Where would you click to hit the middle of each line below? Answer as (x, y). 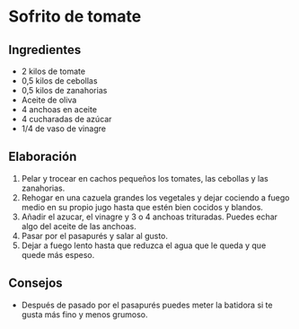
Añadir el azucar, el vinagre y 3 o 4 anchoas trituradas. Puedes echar (149, 217)
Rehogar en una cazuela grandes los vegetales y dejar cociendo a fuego (155, 197)
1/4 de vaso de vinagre (64, 129)
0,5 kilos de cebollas (59, 81)
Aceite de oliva (49, 100)
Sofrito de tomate (75, 17)
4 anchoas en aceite (59, 109)
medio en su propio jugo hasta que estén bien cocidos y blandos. (142, 207)
